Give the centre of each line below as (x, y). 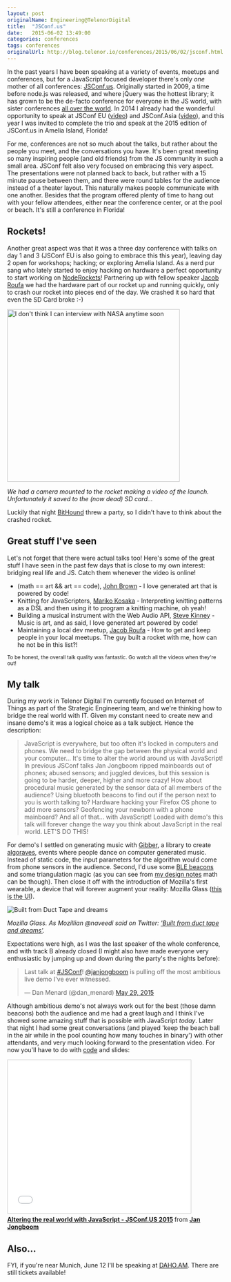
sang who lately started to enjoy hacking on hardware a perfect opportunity (114, 270)
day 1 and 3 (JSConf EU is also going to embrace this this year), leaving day (115, 255)
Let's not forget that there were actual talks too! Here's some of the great (111, 558)
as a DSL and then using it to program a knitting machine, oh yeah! (112, 608)
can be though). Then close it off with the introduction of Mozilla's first (108, 882)
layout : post (26, 13)
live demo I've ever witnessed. (67, 979)
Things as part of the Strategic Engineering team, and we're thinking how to (115, 708)
